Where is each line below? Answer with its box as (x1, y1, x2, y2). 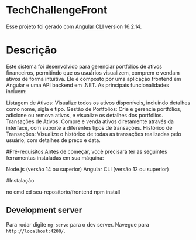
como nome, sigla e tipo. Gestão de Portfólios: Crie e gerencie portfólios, (6, 105, 182, 112)
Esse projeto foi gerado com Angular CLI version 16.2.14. (6, 23, 142, 30)
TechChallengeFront (6, 4, 108, 17)
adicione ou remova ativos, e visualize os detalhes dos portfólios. (6, 111, 164, 119)
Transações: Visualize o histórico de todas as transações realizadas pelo (6, 130, 181, 137)
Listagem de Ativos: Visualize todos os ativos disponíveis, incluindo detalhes (6, 99, 191, 106)
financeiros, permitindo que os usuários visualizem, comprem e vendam (6, 69, 180, 76)
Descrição (6, 43, 57, 57)
